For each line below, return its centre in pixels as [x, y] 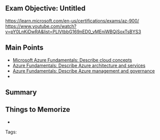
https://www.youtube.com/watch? [41, 26]
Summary [21, 92]
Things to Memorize [38, 110]
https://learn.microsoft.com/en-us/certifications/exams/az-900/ [72, 20]
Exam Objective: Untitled [45, 8]
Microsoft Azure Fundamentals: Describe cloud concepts [72, 60]
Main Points [24, 48]
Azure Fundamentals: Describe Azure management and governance [84, 71]
